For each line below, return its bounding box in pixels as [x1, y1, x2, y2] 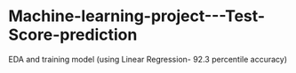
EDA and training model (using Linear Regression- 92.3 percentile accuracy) [8, 54, 288, 64]
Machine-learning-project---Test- [8, 6, 266, 26]
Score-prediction [8, 25, 138, 45]
